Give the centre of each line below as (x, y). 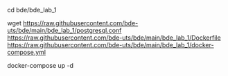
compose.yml (27, 52)
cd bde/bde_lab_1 (32, 10)
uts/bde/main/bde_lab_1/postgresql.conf (64, 30)
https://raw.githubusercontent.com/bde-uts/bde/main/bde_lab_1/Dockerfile (114, 38)
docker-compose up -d (41, 65)
